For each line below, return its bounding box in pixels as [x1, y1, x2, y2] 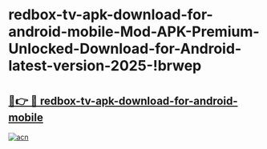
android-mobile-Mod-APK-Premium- [8, 22, 260, 41]
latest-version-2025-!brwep [8, 57, 202, 75]
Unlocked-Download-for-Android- [8, 40, 242, 58]
